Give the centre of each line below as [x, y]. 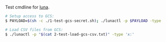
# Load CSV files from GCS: [34, 30]
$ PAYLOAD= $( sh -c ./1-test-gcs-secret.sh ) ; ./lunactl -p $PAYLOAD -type [83, 21]
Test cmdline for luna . [27, 7]
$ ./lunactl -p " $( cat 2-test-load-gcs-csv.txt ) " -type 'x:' [70, 34]
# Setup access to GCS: [30, 16]
